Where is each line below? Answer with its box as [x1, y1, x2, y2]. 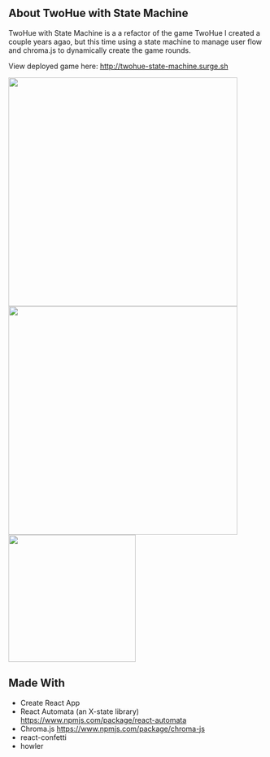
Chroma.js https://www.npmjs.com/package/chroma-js [20, 724, 206, 733]
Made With [8, 677, 65, 690]
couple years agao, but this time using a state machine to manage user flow [8, 37, 263, 46]
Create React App [20, 698, 81, 707]
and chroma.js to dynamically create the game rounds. [8, 45, 191, 55]
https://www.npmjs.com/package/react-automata [20, 715, 187, 724]
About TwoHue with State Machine [8, 7, 189, 20]
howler [20, 741, 44, 750]
